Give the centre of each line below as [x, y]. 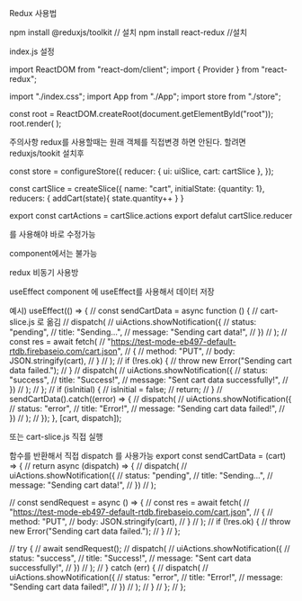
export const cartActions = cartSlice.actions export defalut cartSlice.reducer [151, 215]
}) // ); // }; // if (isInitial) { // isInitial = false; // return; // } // [116, 389]
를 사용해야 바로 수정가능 [53, 234]
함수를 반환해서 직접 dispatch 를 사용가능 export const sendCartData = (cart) [147, 456]
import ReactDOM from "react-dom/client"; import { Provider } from [134, 69]
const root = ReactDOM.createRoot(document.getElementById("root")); [142, 114]
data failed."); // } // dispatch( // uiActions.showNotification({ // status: [138, 370]
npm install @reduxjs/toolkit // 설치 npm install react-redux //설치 [129, 32]
